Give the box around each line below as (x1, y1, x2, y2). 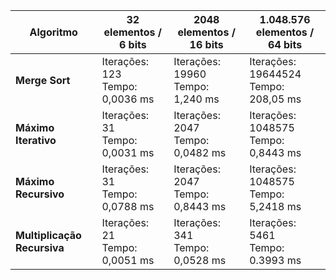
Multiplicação (15, 229, 82, 242)
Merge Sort (15, 74, 71, 87)
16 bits (189, 38, 224, 51)
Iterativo (15, 134, 57, 147)
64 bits (268, 38, 303, 51)
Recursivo (15, 187, 65, 201)
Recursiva (15, 241, 65, 254)
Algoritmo (29, 25, 78, 39)
